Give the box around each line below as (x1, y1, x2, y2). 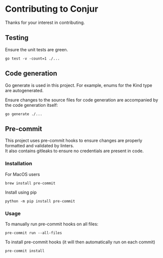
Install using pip (5, 189, 37, 195)
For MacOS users (5, 171, 40, 177)
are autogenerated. (5, 87, 44, 93)
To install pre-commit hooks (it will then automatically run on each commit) (5, 239, 155, 245)
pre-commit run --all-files (5, 230, 62, 235)
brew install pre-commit (5, 180, 56, 186)
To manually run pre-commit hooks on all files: (5, 221, 99, 227)
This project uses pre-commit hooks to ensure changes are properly (5, 138, 143, 143)
